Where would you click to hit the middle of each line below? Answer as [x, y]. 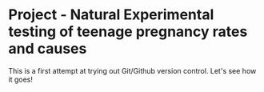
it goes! [21, 79]
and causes [48, 49]
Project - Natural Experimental [111, 15]
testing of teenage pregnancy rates [128, 32]
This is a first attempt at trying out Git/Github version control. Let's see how [132, 70]
